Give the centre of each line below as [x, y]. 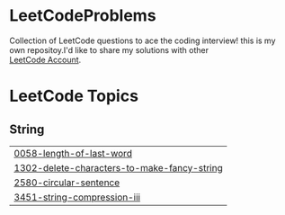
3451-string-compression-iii [77, 197]
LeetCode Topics [74, 96]
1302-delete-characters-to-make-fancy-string [118, 167]
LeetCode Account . [45, 59]
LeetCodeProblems [83, 16]
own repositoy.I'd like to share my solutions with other [109, 49]
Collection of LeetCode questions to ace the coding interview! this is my [142, 40]
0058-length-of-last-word [73, 153]
